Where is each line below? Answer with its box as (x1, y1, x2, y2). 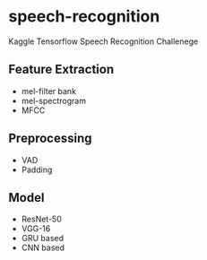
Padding (21, 164, 53, 175)
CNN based (21, 242, 65, 253)
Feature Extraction (8, 62, 114, 77)
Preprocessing (8, 131, 92, 146)
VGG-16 (21, 223, 51, 234)
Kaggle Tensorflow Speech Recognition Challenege (8, 36, 199, 47)
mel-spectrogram (21, 95, 87, 106)
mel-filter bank (21, 85, 77, 96)
